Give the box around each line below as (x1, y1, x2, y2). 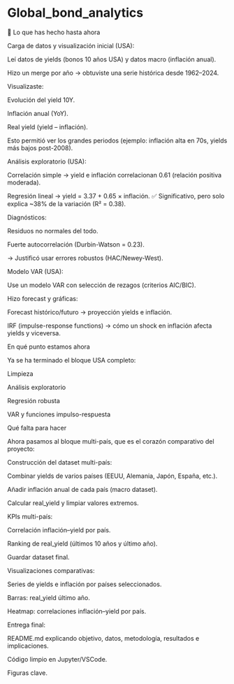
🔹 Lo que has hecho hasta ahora (7, 28, 101, 36)
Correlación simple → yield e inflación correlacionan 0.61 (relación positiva (7, 170, 222, 179)
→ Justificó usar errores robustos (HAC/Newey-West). (7, 254, 163, 262)
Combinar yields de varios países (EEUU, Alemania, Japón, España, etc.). (7, 472, 218, 480)
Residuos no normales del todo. (7, 226, 98, 235)
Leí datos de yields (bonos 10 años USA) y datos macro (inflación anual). (7, 54, 217, 64)
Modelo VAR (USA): (7, 267, 64, 275)
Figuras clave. (7, 669, 47, 677)
